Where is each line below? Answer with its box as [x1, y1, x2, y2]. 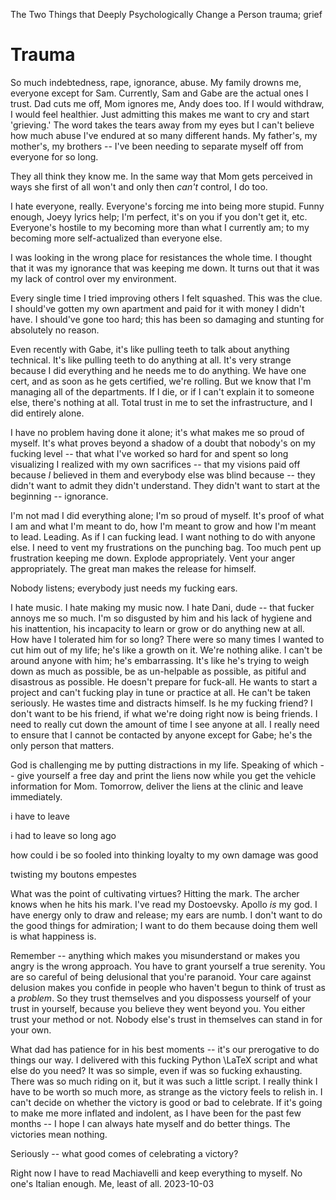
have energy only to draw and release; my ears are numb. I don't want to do [10, 909, 323, 921]
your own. [10, 1024, 52, 1036]
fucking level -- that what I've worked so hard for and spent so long [10, 447, 289, 459]
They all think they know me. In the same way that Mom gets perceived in [10, 170, 313, 182]
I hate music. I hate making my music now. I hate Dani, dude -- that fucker [10, 601, 315, 613]
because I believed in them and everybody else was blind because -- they [10, 469, 316, 481]
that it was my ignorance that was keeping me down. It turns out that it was [10, 262, 320, 274]
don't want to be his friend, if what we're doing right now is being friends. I [10, 707, 318, 719]
